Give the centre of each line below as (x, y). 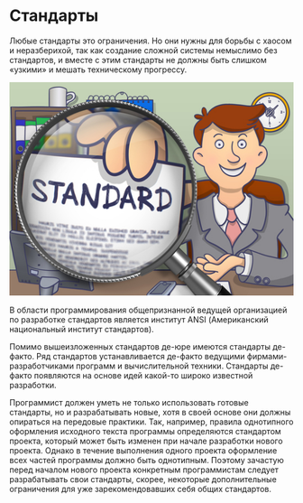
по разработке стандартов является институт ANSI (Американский (139, 319)
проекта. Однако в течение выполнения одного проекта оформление (143, 450)
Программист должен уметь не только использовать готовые (129, 402)
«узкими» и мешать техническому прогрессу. (98, 70)
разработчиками (42, 366)
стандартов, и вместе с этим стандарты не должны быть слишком (138, 60)
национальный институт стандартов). (82, 329)
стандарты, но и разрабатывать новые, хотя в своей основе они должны (150, 412)
